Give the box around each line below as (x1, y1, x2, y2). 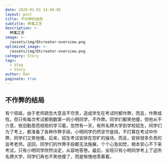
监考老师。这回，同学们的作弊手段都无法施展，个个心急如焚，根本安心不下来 (5, 141, 162, 147)
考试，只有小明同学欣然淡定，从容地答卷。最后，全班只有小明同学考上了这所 (5, 147, 162, 153)
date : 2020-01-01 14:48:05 (5, 7, 61, 12)
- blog (9, 62, 23, 67)
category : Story (5, 53, 39, 58)
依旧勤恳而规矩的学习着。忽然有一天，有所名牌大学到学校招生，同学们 (18, 122, 162, 128)
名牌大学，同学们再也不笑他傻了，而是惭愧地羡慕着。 (5, 153, 114, 159)
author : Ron (5, 72, 30, 77)
